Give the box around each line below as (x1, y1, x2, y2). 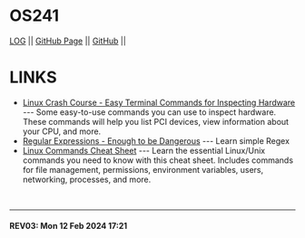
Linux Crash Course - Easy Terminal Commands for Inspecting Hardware (22, 97, 296, 108)
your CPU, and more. (22, 126, 102, 137)
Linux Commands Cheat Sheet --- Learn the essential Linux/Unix (22, 145, 266, 156)
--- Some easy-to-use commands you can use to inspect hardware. (22, 106, 277, 118)
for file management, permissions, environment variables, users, (22, 164, 264, 175)
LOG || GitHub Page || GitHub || (9, 35, 127, 46)
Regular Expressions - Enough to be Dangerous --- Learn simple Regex (22, 135, 290, 146)
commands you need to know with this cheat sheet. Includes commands (22, 155, 293, 166)
